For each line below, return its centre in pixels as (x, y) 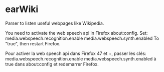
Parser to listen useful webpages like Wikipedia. (55, 23)
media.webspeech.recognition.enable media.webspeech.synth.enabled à (81, 58)
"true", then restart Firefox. (33, 43)
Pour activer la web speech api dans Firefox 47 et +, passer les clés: (76, 53)
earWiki (22, 9)
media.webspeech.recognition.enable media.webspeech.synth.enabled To (82, 38)
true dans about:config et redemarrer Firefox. (52, 64)
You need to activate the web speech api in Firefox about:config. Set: (76, 33)
